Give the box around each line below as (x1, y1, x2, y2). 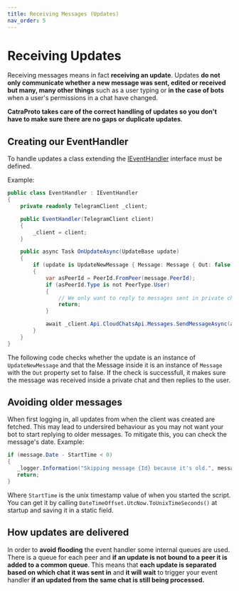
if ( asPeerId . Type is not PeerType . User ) (45, 281, 171, 288)
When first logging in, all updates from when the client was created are (7, 415, 216, 423)
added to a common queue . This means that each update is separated (7, 560, 217, 569)
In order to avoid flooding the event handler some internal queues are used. (7, 545, 230, 554)
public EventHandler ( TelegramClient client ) (20, 215, 154, 222)
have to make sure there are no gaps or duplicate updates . (7, 115, 183, 124)
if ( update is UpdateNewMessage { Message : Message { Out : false (33, 261, 231, 269)
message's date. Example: (7, 438, 85, 446)
